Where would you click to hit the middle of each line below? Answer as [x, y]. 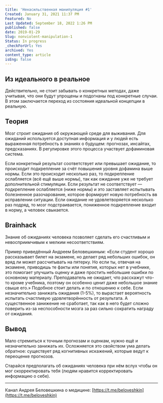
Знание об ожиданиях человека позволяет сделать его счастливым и [78, 237]
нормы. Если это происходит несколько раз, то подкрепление [70, 174]
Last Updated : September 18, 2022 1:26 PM [49, 23]
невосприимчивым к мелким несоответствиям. [55, 242]
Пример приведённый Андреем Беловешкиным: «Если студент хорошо [80, 252]
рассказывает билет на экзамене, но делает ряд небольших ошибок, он [80, 256]
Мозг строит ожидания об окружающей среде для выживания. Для [75, 133]
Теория [17, 121]
